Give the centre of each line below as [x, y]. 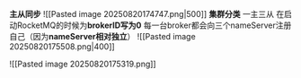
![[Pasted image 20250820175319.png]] [83, 64]
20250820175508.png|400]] [62, 47]
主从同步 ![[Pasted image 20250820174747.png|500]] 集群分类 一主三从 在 [147, 14]
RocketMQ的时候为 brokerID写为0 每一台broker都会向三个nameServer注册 [154, 25]
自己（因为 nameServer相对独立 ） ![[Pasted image [102, 36]
